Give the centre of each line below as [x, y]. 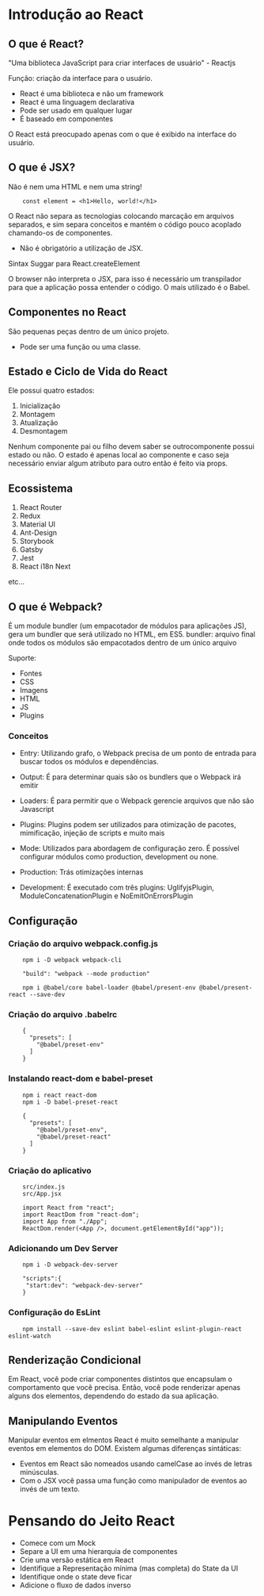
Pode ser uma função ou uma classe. [80, 346]
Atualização [39, 423]
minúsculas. [39, 1472]
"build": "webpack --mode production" [86, 974]
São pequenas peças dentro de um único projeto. [89, 331]
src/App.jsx [42, 1194]
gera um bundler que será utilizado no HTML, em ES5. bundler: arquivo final [132, 634]
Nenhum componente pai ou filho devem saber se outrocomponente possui [131, 446]
